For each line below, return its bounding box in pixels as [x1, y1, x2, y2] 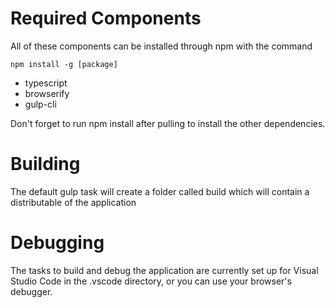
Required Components [10, 7, 202, 30]
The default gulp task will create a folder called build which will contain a [10, 185, 310, 197]
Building [10, 153, 81, 176]
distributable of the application [10, 196, 137, 208]
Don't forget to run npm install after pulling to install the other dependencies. [10, 117, 326, 129]
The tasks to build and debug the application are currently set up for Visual [10, 264, 319, 276]
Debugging [10, 232, 105, 254]
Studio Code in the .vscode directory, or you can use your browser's [10, 275, 292, 287]
